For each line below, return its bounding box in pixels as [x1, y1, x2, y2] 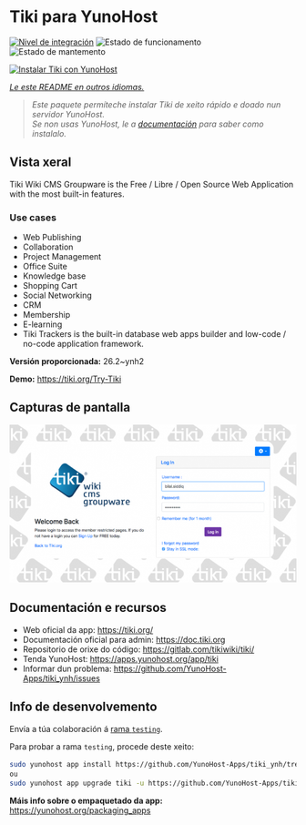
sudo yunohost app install [9, 759, 112, 769]
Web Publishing [22, 232, 82, 243]
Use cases [9, 211, 57, 224]
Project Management [22, 251, 102, 262]
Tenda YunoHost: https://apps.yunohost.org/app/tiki [22, 653, 219, 664]
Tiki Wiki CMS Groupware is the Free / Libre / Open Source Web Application [9, 178, 294, 189]
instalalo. [31, 127, 66, 138]
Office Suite [22, 261, 68, 272]
